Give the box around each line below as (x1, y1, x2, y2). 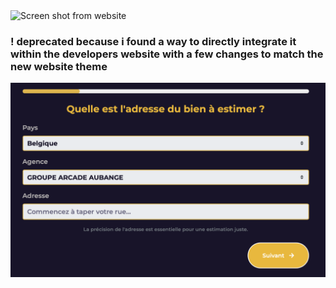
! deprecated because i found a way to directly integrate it (10, 34, 297, 48)
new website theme (10, 59, 108, 73)
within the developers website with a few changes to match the (10, 47, 324, 61)
